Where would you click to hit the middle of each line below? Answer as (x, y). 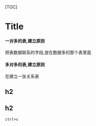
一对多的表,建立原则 (25, 41)
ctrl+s (12, 119)
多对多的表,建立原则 (25, 64)
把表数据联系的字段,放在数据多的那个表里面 (48, 52)
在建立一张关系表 (22, 76)
